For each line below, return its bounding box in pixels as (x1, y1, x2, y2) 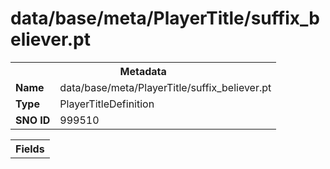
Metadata (119, 64, 167, 78)
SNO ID (15, 113, 51, 127)
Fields (15, 142, 45, 156)
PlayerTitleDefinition (59, 97, 155, 111)
